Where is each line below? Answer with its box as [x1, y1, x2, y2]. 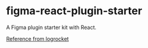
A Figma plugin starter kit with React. [6, 24, 97, 31]
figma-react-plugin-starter [6, 4, 143, 18]
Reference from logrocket [6, 35, 70, 42]
